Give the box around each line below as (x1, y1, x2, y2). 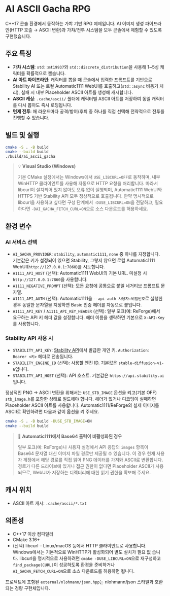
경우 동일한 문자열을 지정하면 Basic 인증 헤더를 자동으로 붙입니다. (12, 301, 142, 307)
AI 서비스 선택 (5, 238, 37, 246)
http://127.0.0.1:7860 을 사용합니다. (12, 276, 88, 282)
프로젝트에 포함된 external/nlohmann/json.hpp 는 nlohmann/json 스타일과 (5, 579, 154, 585)
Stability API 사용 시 (5, 334, 53, 341)
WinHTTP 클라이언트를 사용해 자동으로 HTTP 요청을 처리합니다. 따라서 (17, 181, 158, 187)
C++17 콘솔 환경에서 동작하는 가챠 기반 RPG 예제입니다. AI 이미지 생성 (5, 20, 144, 26)
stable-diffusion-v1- (118, 361, 164, 366)
